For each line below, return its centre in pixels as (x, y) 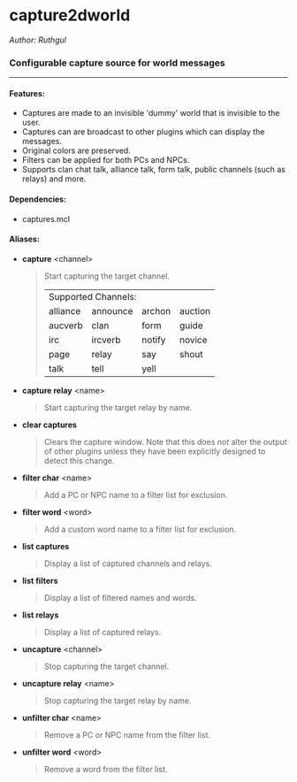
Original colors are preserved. (76, 150)
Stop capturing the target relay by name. (118, 701)
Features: (27, 93)
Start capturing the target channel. (107, 276)
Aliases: (24, 239)
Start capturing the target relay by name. (118, 407)
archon (156, 310)
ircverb (106, 340)
